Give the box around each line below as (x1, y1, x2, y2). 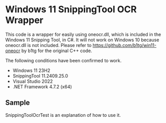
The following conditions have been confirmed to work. (5, 57, 122, 63)
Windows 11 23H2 (12, 67, 51, 73)
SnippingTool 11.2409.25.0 (12, 72, 68, 79)
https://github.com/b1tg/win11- (92, 42, 157, 48)
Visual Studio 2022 (12, 78, 53, 84)
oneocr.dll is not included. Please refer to (5, 42, 92, 48)
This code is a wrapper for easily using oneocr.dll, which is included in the (5, 31, 161, 37)
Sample (5, 99, 30, 107)
